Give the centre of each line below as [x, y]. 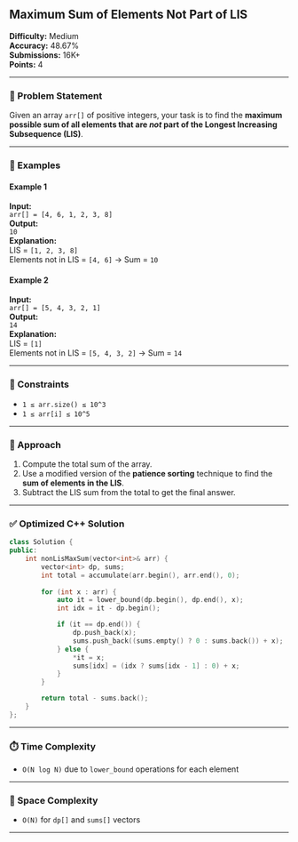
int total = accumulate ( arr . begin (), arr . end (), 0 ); [141, 575]
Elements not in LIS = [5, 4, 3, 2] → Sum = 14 [96, 353]
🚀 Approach [35, 445]
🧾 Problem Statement [56, 95]
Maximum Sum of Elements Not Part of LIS [129, 15]
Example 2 [29, 280]
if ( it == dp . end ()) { [98, 625]
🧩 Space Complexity [54, 801]
